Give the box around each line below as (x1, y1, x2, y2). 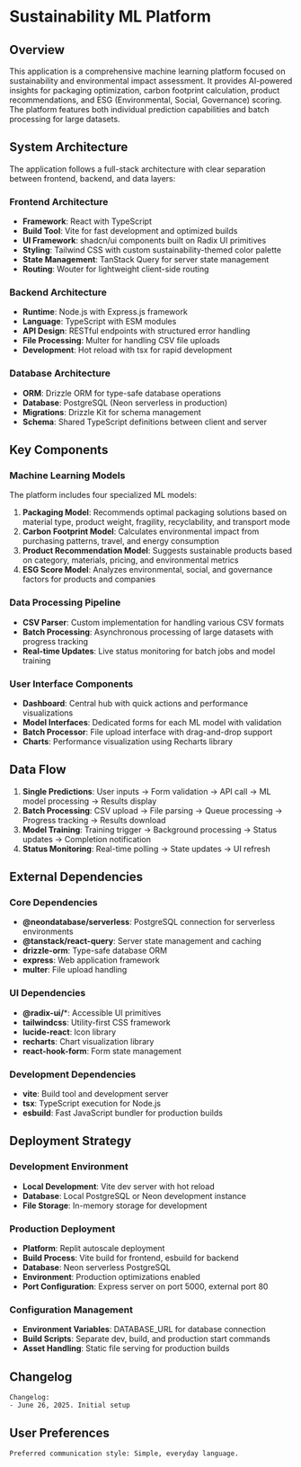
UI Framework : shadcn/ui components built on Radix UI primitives (22, 236, 267, 246)
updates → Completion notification (22, 833, 151, 844)
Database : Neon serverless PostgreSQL (22, 1262, 171, 1273)
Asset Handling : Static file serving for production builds (22, 1343, 230, 1354)
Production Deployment (9, 1222, 116, 1235)
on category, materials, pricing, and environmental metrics (22, 555, 239, 565)
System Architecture (9, 139, 128, 155)
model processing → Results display (22, 796, 157, 806)
